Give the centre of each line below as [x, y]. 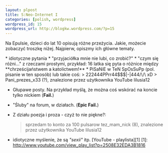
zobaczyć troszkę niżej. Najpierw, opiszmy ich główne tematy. [70, 49]
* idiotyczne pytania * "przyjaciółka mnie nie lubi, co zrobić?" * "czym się [82, 58]
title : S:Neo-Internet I [31, 15]
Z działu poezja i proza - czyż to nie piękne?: [59, 115]
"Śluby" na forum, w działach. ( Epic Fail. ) [56, 105]
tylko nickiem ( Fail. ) [33, 95]
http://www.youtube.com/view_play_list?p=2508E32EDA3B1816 [79, 145]
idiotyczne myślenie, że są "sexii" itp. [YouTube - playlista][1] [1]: [80, 140]
